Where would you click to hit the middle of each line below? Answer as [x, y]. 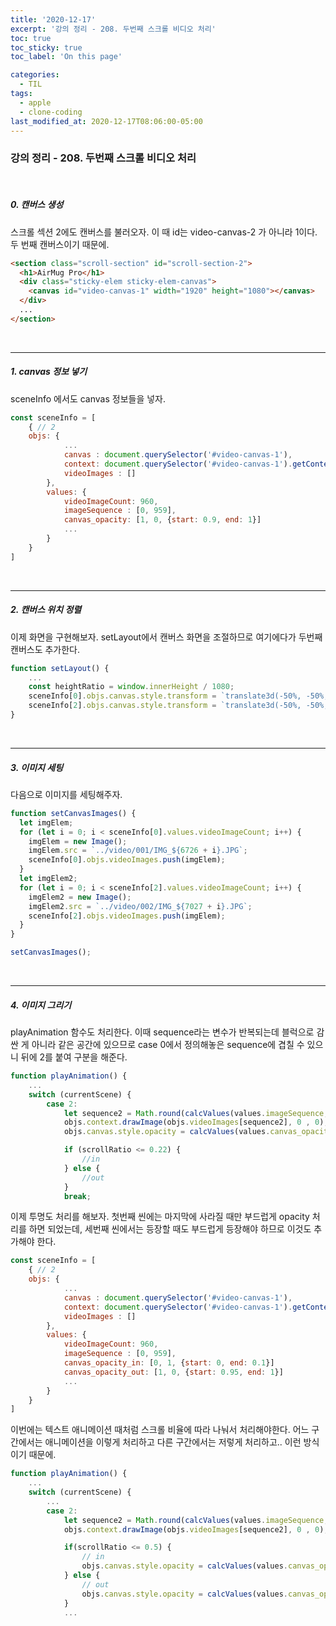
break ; [77, 1196]
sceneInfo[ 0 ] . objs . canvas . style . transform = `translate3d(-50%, [165, 696]
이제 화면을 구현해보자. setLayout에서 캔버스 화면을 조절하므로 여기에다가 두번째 [166, 637]
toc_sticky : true [46, 47]
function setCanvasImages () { [73, 813]
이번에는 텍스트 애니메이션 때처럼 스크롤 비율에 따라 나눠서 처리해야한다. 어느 [160, 1430]
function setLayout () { [60, 668]
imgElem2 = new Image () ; [80, 897]
